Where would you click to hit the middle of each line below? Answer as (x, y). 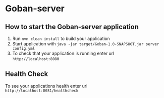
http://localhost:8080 (36, 59)
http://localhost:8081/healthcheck (42, 91)
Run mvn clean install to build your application (61, 38)
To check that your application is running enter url (63, 53)
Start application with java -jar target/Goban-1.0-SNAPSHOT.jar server (86, 44)
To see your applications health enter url (46, 86)
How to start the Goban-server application (72, 27)
